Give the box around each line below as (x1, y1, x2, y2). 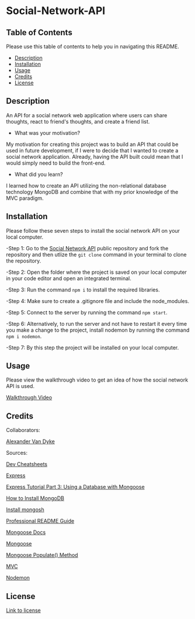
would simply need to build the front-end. (6, 159, 106, 166)
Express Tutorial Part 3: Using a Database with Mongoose (6, 484, 145, 491)
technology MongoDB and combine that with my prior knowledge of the (6, 188, 179, 195)
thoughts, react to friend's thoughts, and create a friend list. (6, 118, 150, 125)
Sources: (6, 450, 28, 457)
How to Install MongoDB (6, 495, 64, 502)
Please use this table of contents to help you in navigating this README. (6, 43, 179, 50)
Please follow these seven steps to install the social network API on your (6, 227, 180, 234)
